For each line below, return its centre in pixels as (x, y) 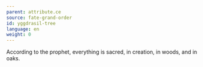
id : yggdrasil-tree (31, 23)
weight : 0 (19, 35)
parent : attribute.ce (34, 12)
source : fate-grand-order (39, 18)
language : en (23, 29)
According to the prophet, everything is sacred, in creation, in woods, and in (102, 52)
